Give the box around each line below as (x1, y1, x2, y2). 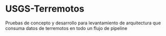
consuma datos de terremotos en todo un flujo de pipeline (5, 25, 128, 31)
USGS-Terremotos (5, 3, 84, 15)
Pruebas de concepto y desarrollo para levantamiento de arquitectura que (5, 20, 161, 26)
